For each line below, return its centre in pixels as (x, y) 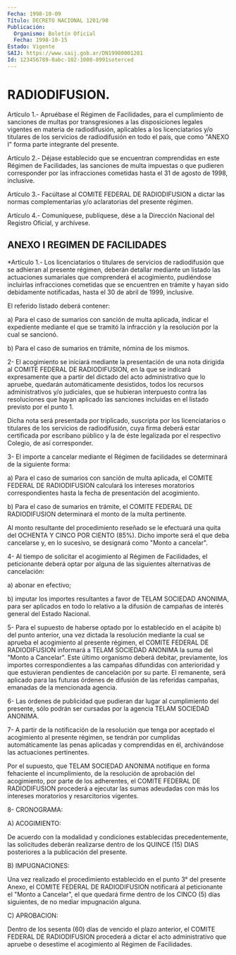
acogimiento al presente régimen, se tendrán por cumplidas (94, 737)
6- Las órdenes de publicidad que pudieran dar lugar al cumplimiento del (113, 701)
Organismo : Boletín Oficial (55, 34)
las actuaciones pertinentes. (48, 752)
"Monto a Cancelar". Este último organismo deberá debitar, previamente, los (118, 657)
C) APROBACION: (33, 915)
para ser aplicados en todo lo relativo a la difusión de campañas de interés (116, 606)
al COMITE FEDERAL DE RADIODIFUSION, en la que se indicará (99, 369)
